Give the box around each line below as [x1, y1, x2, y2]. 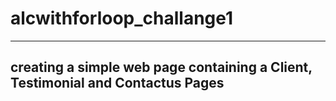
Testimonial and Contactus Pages [10, 75, 225, 92]
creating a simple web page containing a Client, [10, 59, 313, 76]
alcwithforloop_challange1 [10, 7, 234, 30]
